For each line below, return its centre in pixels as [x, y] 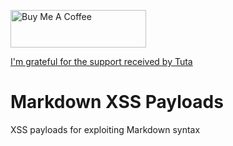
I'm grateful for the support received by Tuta [101, 61]
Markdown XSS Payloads [117, 102]
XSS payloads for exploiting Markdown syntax [105, 129]
